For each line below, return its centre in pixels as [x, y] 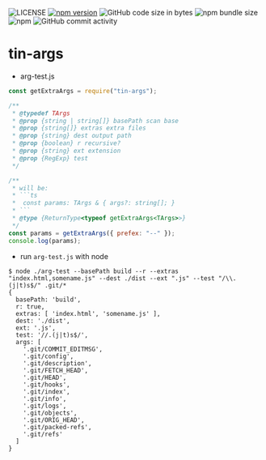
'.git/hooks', [46, 385]
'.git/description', [57, 363]
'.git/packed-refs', [57, 427]
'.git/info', [45, 398]
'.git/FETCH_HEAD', [56, 370]
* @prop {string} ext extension [66, 151]
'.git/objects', [51, 413]
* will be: [30, 188]
